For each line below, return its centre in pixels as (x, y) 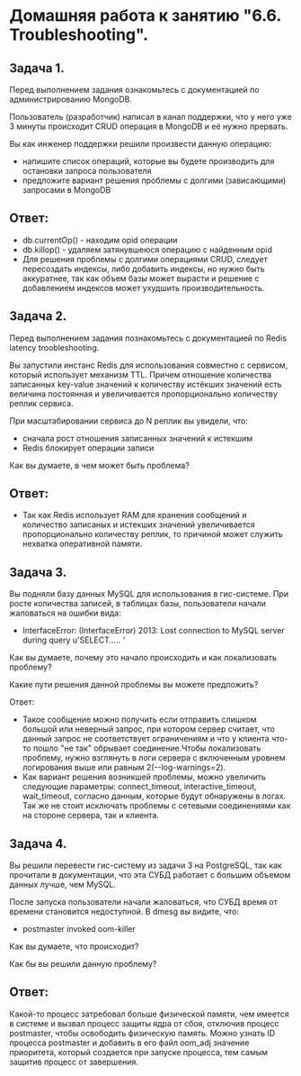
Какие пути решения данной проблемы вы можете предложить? (134, 685)
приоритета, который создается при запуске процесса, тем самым (138, 1052)
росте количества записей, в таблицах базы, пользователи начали (138, 604)
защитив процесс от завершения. (74, 1062)
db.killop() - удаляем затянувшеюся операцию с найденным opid (147, 250)
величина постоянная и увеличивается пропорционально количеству (144, 394)
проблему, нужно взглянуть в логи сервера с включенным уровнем (154, 758)
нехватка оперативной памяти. (82, 544)
